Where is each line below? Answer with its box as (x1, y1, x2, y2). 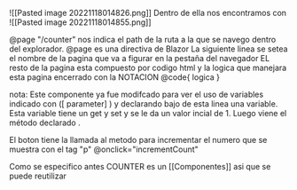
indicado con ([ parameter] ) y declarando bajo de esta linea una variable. (9, 99, 278, 109)
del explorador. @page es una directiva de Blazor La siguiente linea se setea (9, 44, 288, 54)
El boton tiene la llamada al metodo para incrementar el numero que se (9, 135, 268, 145)
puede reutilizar (9, 170, 66, 181)
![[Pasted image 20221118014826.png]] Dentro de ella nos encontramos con (9, 8, 286, 18)
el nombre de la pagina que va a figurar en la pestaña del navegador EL (9, 53, 270, 63)
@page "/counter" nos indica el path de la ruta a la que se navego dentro (9, 35, 277, 44)
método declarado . (9, 117, 82, 128)
